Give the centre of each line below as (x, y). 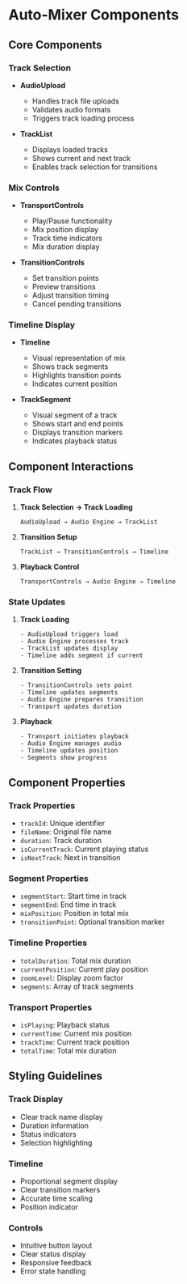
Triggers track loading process (83, 118)
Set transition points (65, 278)
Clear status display (53, 1254)
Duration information (54, 1125)
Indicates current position (75, 384)
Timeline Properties (48, 943)
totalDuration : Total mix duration (75, 960)
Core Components (55, 45)
